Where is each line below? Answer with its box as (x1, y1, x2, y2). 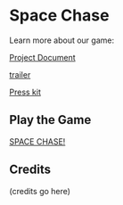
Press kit (9, 86, 42, 97)
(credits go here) (9, 185, 71, 196)
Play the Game (9, 112, 92, 127)
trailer (9, 69, 31, 80)
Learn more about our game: (9, 35, 114, 45)
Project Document (9, 52, 76, 62)
